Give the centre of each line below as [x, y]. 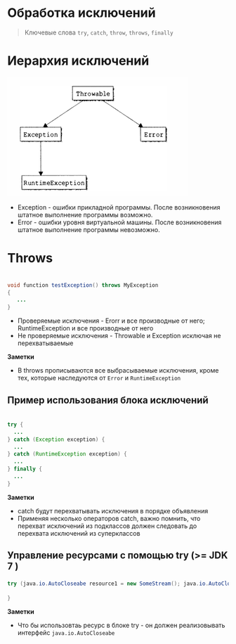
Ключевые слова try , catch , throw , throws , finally [99, 32]
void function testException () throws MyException [83, 285]
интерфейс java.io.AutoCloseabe [66, 633]
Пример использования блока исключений [108, 400]
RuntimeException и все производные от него [85, 328]
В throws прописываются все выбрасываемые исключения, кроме [118, 371]
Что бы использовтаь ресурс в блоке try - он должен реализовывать [121, 625]
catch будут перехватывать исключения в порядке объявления [113, 510]
